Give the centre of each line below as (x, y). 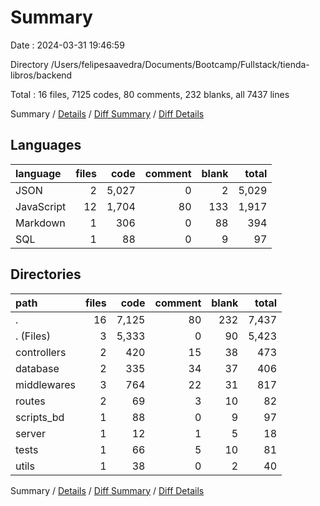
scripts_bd (40, 417)
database (37, 368)
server (31, 433)
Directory (29, 64)
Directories (46, 274)
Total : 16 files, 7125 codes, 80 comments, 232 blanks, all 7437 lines (150, 94)
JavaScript (41, 206)
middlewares (46, 384)
